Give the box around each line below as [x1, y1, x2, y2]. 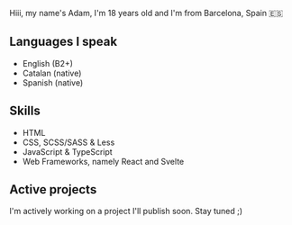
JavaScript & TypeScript [22, 146, 113, 157]
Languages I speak [9, 34, 118, 49]
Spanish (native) [22, 76, 84, 88]
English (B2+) [22, 58, 74, 68]
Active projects [9, 182, 97, 197]
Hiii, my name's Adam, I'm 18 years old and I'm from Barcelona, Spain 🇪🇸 [9, 8, 284, 18]
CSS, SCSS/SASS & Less [22, 137, 115, 148]
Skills [9, 103, 41, 119]
